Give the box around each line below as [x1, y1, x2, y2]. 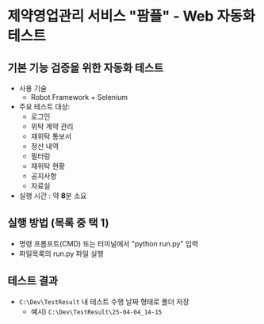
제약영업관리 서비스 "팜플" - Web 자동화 [7, 7, 255, 25]
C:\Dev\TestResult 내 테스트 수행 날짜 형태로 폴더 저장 [18, 296, 189, 306]
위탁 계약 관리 [30, 122, 74, 131]
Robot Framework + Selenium [30, 93, 128, 101]
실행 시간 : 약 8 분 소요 [18, 191, 87, 200]
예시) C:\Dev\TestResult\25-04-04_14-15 [30, 307, 163, 316]
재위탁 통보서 [30, 132, 72, 141]
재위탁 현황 [30, 162, 65, 170]
